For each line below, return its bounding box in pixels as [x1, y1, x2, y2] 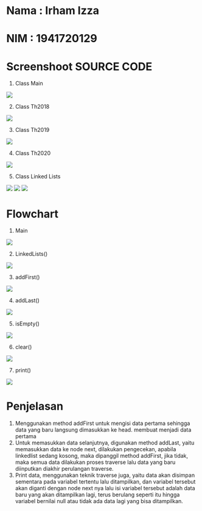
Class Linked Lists [15, 173, 61, 180]
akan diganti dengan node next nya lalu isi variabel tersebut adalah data [15, 485, 196, 492]
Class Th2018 [15, 103, 50, 111]
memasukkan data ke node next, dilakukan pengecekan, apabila [15, 446, 176, 453]
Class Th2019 [15, 126, 50, 134]
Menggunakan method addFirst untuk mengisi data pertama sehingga [15, 419, 190, 427]
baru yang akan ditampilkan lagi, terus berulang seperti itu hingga [15, 491, 180, 498]
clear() [15, 343, 32, 351]
